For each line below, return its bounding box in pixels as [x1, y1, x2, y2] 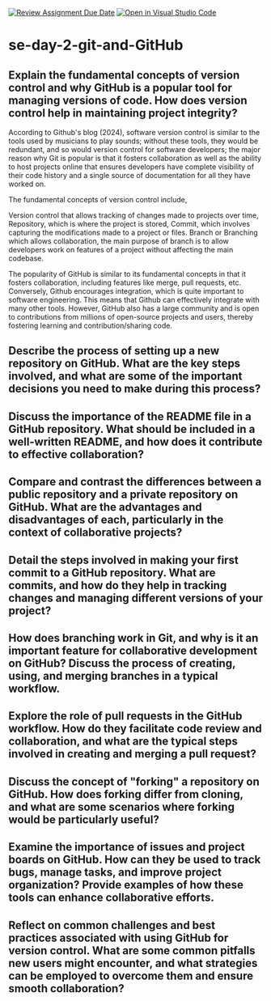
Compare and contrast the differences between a [8, 475, 262, 489]
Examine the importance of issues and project [8, 840, 245, 854]
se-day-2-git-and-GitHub [8, 36, 184, 54]
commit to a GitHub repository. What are [8, 566, 216, 579]
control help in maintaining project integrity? [8, 106, 238, 120]
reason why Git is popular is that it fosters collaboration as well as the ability [8, 154, 261, 163]
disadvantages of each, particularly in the [8, 513, 224, 527]
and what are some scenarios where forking [8, 800, 235, 813]
